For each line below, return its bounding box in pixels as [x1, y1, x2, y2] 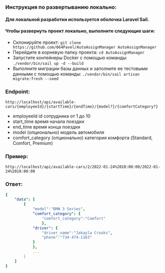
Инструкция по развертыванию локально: [5, 4, 117, 11]
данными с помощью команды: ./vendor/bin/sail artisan [12, 70, 140, 77]
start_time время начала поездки [12, 118, 85, 125]
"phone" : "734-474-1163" [41, 235, 93, 240]
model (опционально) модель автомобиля [12, 129, 104, 136]
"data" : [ [14, 197, 36, 202]
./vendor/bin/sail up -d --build [12, 61, 84, 66]
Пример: [5, 153, 29, 160]
